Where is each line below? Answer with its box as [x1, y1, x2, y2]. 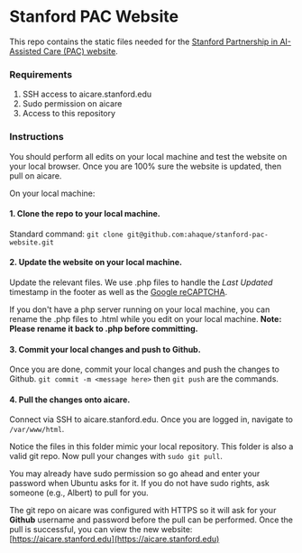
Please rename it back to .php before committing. [9, 323, 198, 334]
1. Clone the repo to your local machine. [9, 208, 160, 219]
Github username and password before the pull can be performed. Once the [9, 514, 293, 525]
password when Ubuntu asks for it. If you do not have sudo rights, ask [9, 478, 270, 489]
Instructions [9, 131, 65, 143]
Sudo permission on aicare [22, 98, 123, 109]
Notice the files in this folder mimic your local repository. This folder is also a [9, 441, 294, 452]
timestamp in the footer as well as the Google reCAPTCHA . [9, 286, 228, 297]
